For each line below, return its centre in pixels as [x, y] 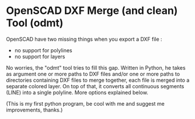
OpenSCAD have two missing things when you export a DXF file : [84, 39]
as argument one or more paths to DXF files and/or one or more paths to [93, 74]
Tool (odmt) [35, 23]
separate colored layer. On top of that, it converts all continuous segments [95, 86]
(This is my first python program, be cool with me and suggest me [86, 103]
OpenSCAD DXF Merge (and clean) [92, 11]
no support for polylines [43, 50]
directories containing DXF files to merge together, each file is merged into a [98, 80]
